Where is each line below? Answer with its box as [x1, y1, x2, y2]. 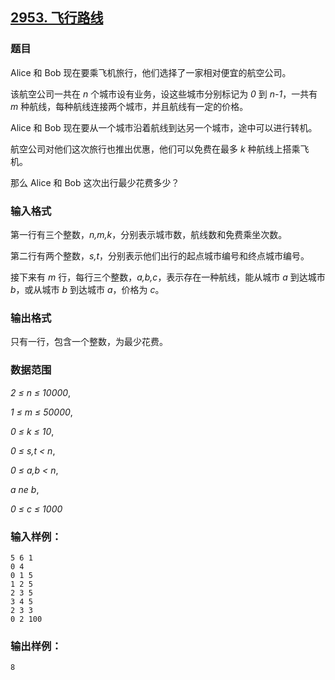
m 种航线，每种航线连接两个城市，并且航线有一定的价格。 [10, 100, 249, 112]
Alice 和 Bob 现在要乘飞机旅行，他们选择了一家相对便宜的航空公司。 [10, 66, 292, 78]
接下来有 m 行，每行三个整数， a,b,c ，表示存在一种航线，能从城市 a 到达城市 [10, 271, 326, 283]
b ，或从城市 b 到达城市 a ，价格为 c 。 [10, 283, 165, 295]
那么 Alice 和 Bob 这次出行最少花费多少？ [10, 176, 180, 188]
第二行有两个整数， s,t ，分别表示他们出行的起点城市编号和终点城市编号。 [10, 249, 310, 262]
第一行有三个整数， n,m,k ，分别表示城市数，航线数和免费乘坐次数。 [10, 228, 288, 240]
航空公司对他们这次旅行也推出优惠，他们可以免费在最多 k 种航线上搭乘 [10, 143, 301, 155]
